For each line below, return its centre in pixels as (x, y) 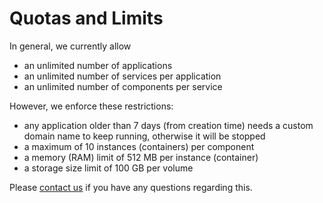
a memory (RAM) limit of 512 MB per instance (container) (141, 157)
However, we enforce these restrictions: (91, 106)
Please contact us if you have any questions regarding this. (131, 187)
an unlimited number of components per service (123, 86)
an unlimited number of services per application (122, 76)
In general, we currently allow (70, 46)
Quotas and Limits (86, 18)
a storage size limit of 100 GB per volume (108, 168)
